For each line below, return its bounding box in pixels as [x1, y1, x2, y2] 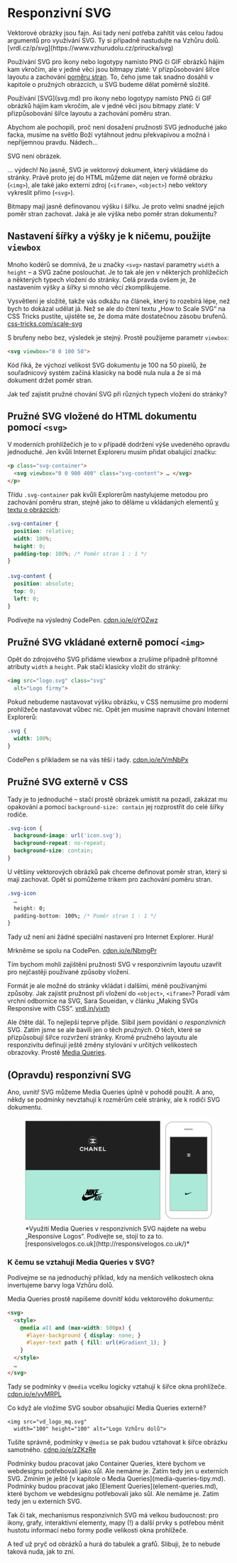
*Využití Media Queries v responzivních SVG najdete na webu [25, 1224, 206, 1233]
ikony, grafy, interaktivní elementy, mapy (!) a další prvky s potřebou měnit [7, 1518, 224, 1527]
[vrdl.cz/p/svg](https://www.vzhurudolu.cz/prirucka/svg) [7, 43, 174, 52]
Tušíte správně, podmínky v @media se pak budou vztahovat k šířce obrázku [7, 1438, 228, 1446]
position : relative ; [13, 527, 75, 535]
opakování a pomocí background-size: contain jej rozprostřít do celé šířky [7, 802, 224, 811]
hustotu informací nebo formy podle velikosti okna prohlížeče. [7, 1525, 188, 1535]
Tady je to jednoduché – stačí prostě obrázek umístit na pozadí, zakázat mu [7, 795, 228, 804]
